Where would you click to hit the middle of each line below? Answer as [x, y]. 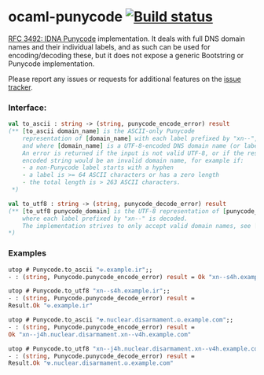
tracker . [20, 87]
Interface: [27, 108]
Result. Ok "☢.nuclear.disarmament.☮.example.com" [91, 363]
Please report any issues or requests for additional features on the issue [125, 79]
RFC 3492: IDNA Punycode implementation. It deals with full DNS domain [126, 39]
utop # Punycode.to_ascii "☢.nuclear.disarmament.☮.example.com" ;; [121, 320]
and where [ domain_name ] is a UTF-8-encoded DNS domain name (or [132, 145]
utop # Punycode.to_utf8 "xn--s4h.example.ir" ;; [89, 291]
